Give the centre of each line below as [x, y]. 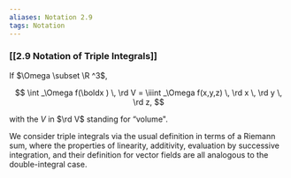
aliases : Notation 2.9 [51, 17]
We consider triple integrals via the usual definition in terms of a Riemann [142, 136]
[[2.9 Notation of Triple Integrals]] [83, 56]
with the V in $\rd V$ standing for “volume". [88, 119]
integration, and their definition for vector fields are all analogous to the [139, 154]
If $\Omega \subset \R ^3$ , [58, 75]
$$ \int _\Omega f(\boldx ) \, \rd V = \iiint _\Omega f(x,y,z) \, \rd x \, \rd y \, [149, 93]
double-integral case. [48, 164]
